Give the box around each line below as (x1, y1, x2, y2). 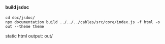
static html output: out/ (5, 33, 53, 39)
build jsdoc (5, 4, 29, 10)
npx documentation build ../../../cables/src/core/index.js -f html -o (5, 20, 160, 25)
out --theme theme (5, 24, 44, 29)
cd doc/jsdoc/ (5, 15, 36, 20)
